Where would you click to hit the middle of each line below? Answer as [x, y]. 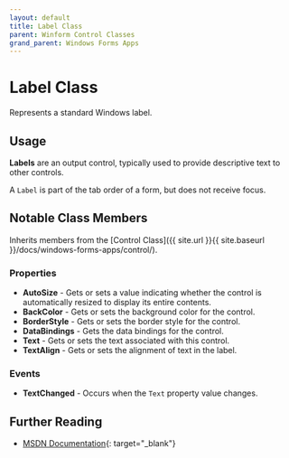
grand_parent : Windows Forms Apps [75, 43]
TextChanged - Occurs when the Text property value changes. [140, 393]
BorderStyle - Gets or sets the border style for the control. [131, 322]
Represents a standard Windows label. [81, 113]
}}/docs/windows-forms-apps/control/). [84, 249]
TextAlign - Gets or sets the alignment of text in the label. [130, 351]
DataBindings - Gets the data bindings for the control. [123, 332]
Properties [33, 273]
